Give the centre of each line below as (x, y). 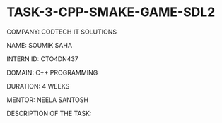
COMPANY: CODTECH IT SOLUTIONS (62, 32)
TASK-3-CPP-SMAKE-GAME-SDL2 (111, 12)
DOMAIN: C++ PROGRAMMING (52, 72)
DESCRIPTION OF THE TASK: (49, 113)
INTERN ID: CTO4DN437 (42, 59)
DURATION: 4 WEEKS (38, 86)
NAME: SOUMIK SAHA (39, 45)
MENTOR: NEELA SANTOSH (48, 100)
